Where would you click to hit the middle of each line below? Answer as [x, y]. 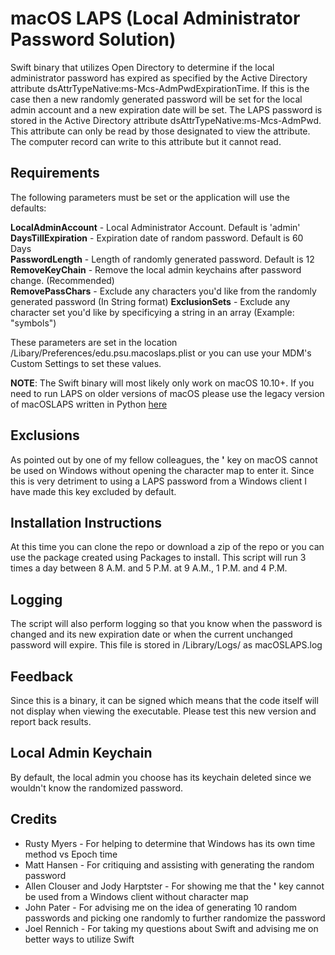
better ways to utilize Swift [79, 939]
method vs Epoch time [71, 854]
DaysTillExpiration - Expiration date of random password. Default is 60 [157, 238]
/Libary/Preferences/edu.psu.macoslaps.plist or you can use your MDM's [161, 353]
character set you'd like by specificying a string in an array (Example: [152, 312]
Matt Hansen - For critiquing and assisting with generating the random [169, 864]
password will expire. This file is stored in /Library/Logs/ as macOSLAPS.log [166, 645]
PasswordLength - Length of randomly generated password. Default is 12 [162, 259]
